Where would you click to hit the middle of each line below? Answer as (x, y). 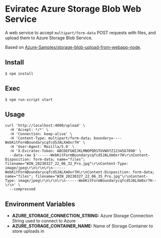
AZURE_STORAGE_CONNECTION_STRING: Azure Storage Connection (82, 216)
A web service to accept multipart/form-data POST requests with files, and (80, 32)
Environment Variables (40, 204)
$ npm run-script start (29, 100)
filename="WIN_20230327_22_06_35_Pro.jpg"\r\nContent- (92, 176)
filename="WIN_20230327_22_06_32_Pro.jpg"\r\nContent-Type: (67, 164)
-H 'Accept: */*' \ (29, 130)
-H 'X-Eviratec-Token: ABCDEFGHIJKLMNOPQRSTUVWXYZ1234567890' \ (75, 151)
